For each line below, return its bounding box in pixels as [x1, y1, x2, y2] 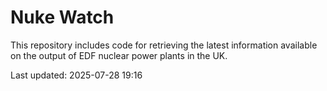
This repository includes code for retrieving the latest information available [10, 39, 318, 51]
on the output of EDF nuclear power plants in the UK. [10, 49, 228, 61]
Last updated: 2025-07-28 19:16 [10, 69, 143, 81]
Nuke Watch [10, 6, 115, 29]
